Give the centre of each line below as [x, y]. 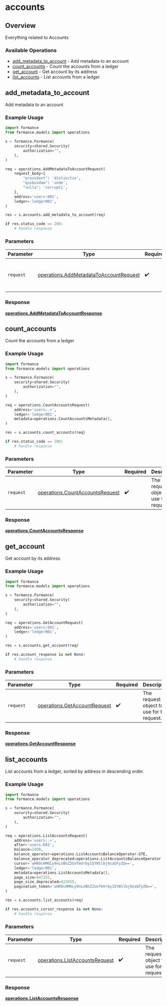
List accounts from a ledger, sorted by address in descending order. [75, 771]
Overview [21, 26]
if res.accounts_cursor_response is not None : [54, 909]
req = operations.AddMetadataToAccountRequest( [55, 169]
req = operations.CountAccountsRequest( [48, 405]
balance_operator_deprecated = [45, 859]
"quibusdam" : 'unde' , [45, 183]
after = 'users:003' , [34, 845]
